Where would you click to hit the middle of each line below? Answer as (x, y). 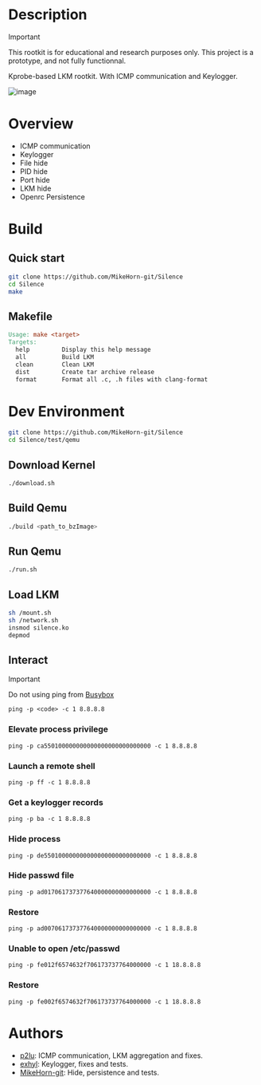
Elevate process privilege (58, 729)
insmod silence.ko (39, 628)
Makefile (31, 316)
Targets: (23, 342)
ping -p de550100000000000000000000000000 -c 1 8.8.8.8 (103, 855)
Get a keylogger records (56, 802)
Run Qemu (35, 551)
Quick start (37, 258)
